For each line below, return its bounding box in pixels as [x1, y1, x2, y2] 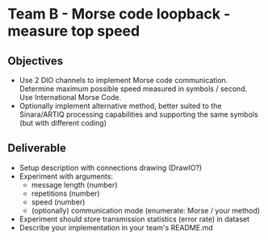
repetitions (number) [31, 188, 100, 198]
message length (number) [31, 180, 118, 189]
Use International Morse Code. [19, 93, 122, 101]
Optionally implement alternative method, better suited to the [19, 101, 222, 110]
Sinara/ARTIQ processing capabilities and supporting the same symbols [19, 110, 259, 119]
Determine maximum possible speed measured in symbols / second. [19, 84, 248, 93]
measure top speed [7, 22, 140, 40]
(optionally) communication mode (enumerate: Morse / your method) [31, 205, 260, 215]
